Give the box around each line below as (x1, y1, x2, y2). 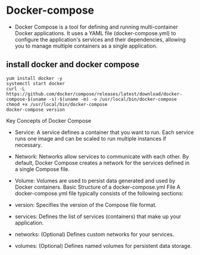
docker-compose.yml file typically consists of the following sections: (14, 189, 183, 197)
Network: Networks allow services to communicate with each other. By (14, 153, 189, 160)
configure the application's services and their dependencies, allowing (14, 36, 186, 43)
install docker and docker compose (6, 60, 140, 70)
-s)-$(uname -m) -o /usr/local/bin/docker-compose (48, 96, 177, 102)
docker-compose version (6, 107, 65, 113)
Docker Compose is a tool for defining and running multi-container (14, 23, 179, 30)
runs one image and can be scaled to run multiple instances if (14, 135, 167, 142)
